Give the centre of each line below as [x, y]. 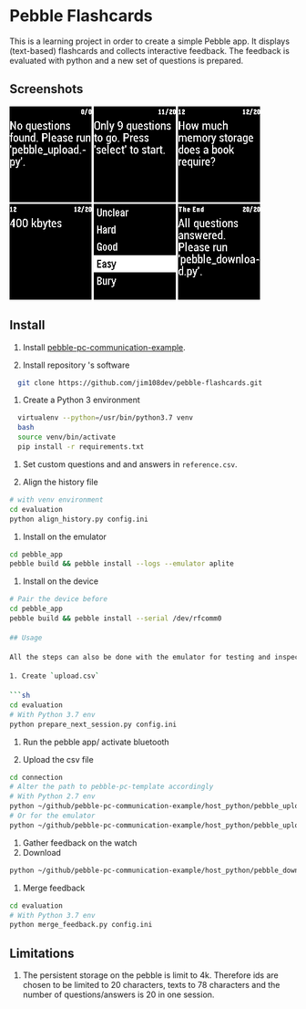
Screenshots [46, 89]
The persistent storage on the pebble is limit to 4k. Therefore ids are [151, 975]
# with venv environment [56, 499]
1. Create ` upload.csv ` [55, 676]
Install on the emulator [65, 536]
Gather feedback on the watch [80, 843]
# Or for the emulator [52, 816]
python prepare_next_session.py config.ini [93, 724]
